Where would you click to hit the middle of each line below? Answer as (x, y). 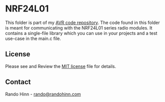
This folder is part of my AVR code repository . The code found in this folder (82, 22)
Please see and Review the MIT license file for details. (61, 66)
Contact (18, 82)
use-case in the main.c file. (33, 38)
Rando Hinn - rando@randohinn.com (43, 94)
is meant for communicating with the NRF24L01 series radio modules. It (79, 27)
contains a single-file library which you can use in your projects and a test (81, 33)
